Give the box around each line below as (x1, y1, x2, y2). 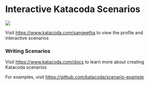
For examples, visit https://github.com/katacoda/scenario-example (5, 74, 144, 80)
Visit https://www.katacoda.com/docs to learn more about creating (5, 59, 144, 65)
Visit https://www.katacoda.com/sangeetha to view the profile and (5, 29, 143, 36)
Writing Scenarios (5, 47, 51, 54)
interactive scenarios (5, 35, 49, 41)
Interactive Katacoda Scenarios (5, 4, 140, 15)
